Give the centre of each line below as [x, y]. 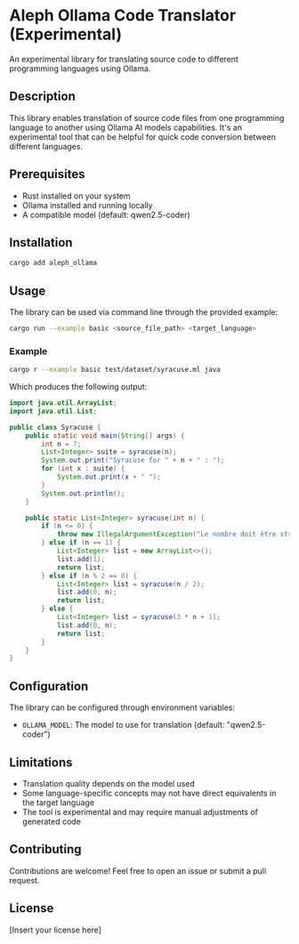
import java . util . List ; [53, 411]
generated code [52, 821]
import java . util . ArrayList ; [63, 403]
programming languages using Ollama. [80, 69]
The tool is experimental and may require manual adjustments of [140, 811]
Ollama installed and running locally [87, 205]
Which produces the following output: [78, 387]
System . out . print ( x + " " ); [109, 477]
